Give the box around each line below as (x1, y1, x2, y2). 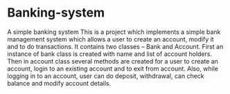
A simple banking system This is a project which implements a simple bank (7, 28, 221, 36)
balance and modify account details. (7, 79, 112, 87)
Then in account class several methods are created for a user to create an (7, 57, 218, 65)
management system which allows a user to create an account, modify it (7, 35, 214, 43)
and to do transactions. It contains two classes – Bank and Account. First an (7, 42, 224, 50)
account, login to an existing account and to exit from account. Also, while (7, 64, 218, 73)
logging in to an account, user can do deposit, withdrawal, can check (7, 71, 204, 80)
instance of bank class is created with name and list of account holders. (7, 50, 213, 58)
